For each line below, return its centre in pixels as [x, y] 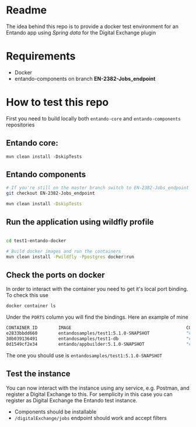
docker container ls [31, 306]
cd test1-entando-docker [36, 240]
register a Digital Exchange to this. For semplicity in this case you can [90, 394]
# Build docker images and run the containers [64, 251]
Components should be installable [55, 411]
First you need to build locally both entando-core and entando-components [93, 118]
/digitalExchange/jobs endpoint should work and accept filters [91, 418]
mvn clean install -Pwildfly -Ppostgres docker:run [70, 257]
